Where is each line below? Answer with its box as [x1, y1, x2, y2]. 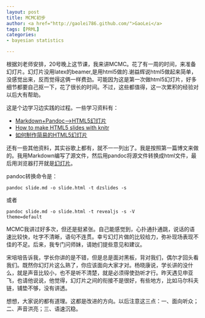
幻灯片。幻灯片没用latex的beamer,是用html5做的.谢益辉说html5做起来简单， [6, 68, 197, 75]
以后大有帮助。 [6, 91, 44, 98]
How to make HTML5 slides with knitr [15, 124, 110, 131]
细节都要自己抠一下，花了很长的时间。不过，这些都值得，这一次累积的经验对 [6, 83, 199, 91]
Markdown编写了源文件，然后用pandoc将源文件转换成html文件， [27, 152, 192, 159]
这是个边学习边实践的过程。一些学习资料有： [6, 104, 119, 111]
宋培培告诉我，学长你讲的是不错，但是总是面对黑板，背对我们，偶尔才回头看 [6, 254, 199, 261]
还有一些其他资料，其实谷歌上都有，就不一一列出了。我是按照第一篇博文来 [6, 145, 193, 151]
